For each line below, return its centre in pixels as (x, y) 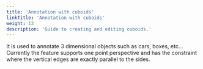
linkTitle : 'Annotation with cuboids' (56, 18)
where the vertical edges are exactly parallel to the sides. (79, 59)
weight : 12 (20, 23)
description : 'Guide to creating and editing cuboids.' (79, 29)
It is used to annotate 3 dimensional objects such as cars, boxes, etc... (95, 46)
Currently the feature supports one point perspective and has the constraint (102, 53)
